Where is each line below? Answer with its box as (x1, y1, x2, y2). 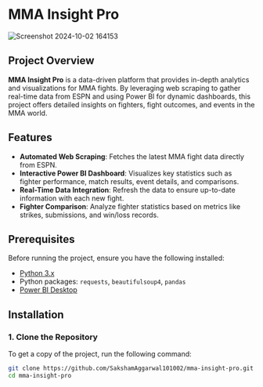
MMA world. (8, 108, 48, 118)
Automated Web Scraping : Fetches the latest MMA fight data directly (19, 151, 245, 161)
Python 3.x (19, 269, 55, 278)
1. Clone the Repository (8, 331, 98, 342)
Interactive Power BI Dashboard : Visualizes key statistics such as (19, 168, 232, 178)
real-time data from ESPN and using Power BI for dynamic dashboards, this (8, 92, 251, 101)
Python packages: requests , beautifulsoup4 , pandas (19, 277, 186, 287)
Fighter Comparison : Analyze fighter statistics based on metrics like (19, 201, 241, 211)
